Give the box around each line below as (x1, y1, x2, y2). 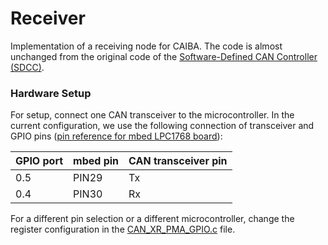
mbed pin (73, 154, 120, 168)
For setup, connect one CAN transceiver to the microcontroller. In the (10, 109, 295, 121)
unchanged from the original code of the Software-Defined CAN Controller (10, 50, 318, 62)
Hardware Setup (10, 86, 92, 100)
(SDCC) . (10, 61, 45, 73)
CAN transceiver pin (128, 154, 228, 168)
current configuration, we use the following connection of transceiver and (10, 120, 315, 132)
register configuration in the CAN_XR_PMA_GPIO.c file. (10, 223, 236, 236)
